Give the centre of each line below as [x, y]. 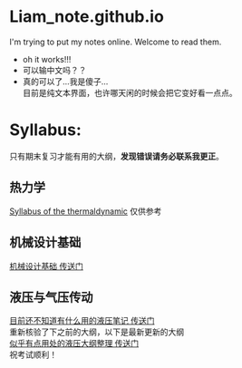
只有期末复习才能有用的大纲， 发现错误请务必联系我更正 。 [116, 156]
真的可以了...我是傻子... [65, 81]
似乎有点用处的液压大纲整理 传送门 [74, 344]
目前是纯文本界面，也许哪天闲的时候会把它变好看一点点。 [130, 92]
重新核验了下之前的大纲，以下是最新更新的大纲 [97, 332]
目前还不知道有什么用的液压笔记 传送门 [82, 321]
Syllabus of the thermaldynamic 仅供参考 [86, 211]
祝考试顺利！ [33, 354]
